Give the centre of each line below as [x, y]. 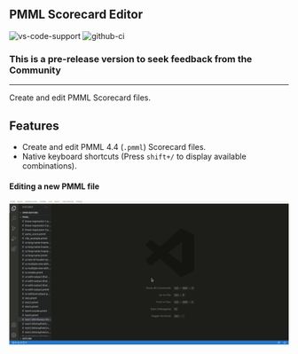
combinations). [49, 165]
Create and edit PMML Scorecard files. [80, 98]
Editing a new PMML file [55, 186]
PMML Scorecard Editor [76, 15]
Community [35, 70]
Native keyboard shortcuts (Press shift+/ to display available [134, 156]
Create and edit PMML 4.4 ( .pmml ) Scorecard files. [114, 146]
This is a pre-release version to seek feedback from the [131, 59]
